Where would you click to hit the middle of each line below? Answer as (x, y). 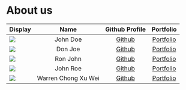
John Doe (68, 39)
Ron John (68, 58)
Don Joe (68, 49)
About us (29, 10)
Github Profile (125, 29)
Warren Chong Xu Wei (68, 78)
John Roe (68, 68)
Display (20, 29)
